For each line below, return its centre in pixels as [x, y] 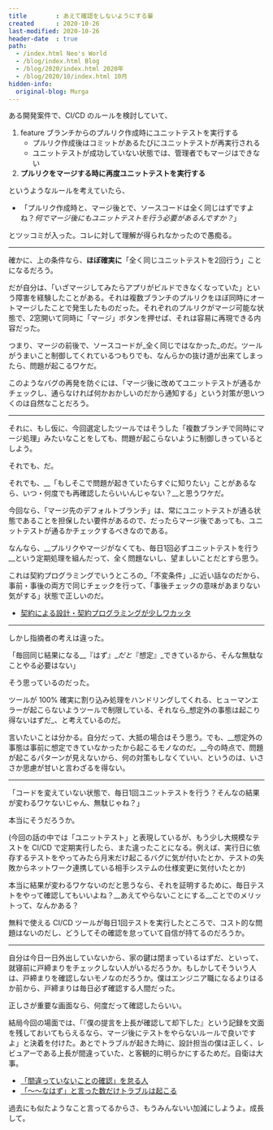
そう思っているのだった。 [51, 682]
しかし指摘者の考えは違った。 [58, 638]
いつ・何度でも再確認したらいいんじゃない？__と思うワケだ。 [126, 493]
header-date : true [43, 39]
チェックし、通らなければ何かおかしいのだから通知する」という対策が [126, 393]
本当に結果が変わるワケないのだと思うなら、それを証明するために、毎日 [129, 885]
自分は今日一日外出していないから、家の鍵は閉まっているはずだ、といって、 [136, 958]
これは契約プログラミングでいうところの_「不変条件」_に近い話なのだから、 [136, 576]
